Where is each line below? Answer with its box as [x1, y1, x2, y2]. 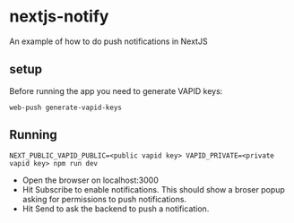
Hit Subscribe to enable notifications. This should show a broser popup [22, 184, 285, 194]
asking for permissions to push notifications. [22, 193, 186, 204]
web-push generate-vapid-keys [9, 103, 123, 112]
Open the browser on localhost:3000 [22, 175, 159, 185]
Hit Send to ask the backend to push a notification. [22, 203, 210, 214]
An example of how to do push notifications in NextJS [9, 36, 208, 47]
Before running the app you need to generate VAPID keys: [9, 85, 223, 96]
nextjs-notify [9, 6, 109, 27]
